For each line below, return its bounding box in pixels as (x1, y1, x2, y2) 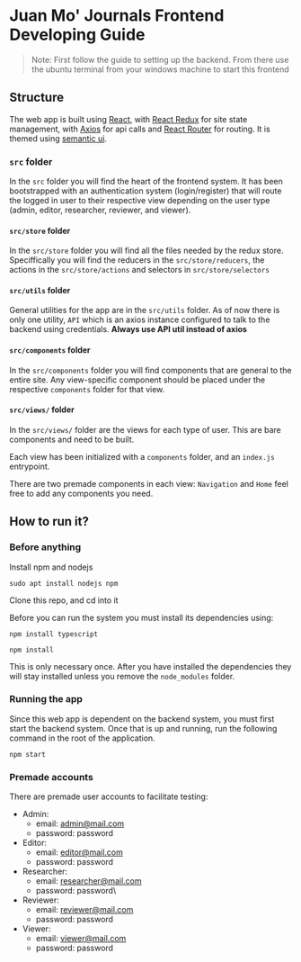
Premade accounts (9, 770, 94, 783)
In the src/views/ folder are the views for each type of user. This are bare (9, 424, 281, 435)
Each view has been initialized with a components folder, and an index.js (9, 451, 276, 462)
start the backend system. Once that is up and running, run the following (9, 723, 278, 733)
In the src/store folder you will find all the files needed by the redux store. (9, 245, 284, 256)
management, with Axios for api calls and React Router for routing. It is (9, 123, 271, 134)
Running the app (9, 693, 84, 706)
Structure (9, 90, 65, 105)
